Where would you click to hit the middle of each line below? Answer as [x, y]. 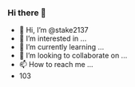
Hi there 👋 [27, 13]
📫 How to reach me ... [56, 65]
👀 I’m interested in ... [53, 38]
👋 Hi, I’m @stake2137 [54, 30]
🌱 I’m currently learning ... [62, 47]
